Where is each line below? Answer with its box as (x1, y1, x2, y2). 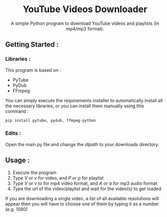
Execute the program (12, 169, 57, 176)
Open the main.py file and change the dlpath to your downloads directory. (5, 141, 159, 147)
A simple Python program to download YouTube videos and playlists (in (11, 20, 159, 26)
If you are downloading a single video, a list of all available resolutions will (5, 195, 159, 201)
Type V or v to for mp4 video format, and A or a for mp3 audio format (12, 180, 158, 186)
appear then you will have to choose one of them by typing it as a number (5, 201, 159, 207)
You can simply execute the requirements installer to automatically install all (5, 97, 163, 103)
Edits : (5, 130, 21, 137)
